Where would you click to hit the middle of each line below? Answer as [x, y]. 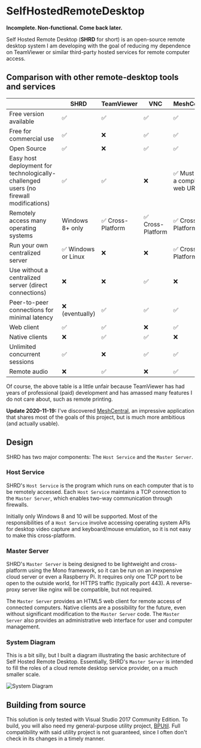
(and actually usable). [33, 423]
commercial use [32, 138]
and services [31, 87]
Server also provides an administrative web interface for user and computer [99, 621]
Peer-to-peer [29, 302]
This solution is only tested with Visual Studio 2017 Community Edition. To [97, 720]
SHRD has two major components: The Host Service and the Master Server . [100, 457]
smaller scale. [23, 675]
